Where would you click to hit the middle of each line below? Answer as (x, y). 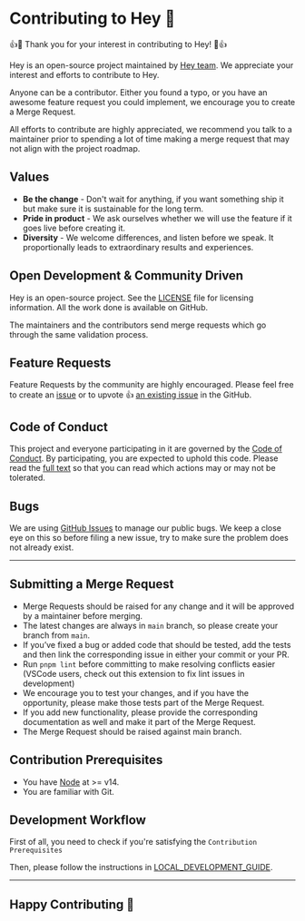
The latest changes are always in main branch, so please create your (150, 625)
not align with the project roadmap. (75, 148)
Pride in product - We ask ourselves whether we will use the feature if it (157, 218)
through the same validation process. (79, 334)
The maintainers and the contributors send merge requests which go (138, 325)
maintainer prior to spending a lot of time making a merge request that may (150, 139)
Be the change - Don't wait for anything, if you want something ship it (153, 199)
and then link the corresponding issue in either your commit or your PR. (156, 654)
